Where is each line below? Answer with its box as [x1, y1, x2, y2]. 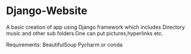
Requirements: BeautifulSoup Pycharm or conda [6, 41, 123, 48]
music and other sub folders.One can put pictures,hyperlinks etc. [6, 29, 163, 36]
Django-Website [6, 4, 88, 18]
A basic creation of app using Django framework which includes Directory [6, 23, 185, 31]
